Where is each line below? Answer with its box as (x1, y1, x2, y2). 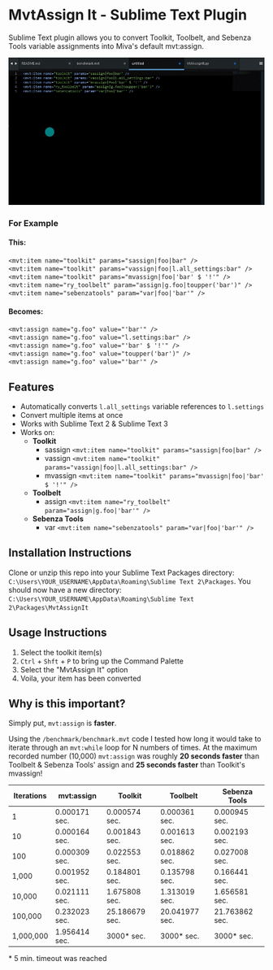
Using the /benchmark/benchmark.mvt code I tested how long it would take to (8, 734, 262, 744)
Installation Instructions (8, 546, 132, 560)
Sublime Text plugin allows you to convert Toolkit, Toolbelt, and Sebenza (8, 33, 252, 42)
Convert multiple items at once (19, 410, 123, 420)
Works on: (19, 427, 55, 437)
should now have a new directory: (8, 585, 122, 594)
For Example (8, 217, 59, 228)
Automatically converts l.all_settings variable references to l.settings (19, 401, 264, 411)
